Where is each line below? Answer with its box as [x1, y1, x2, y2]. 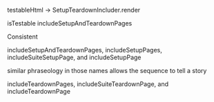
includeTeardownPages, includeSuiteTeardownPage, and [7, 80, 169, 88]
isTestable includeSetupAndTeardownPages [7, 19, 133, 27]
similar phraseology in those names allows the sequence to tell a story [7, 67, 207, 74]
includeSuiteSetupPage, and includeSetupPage [7, 53, 142, 61]
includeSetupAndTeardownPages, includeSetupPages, [7, 46, 162, 54]
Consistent [7, 32, 38, 41]
